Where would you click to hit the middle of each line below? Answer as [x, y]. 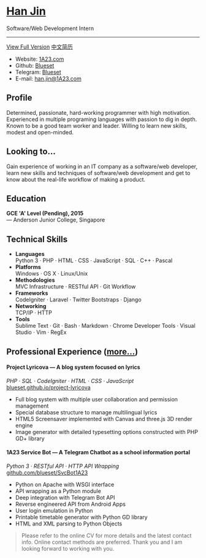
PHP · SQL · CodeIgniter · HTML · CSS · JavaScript [70, 381]
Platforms [28, 267]
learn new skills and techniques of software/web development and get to [98, 172]
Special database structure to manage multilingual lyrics [86, 412]
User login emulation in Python [54, 510]
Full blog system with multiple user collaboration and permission [96, 399]
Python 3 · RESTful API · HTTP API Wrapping [63, 466]
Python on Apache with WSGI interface [65, 484]
